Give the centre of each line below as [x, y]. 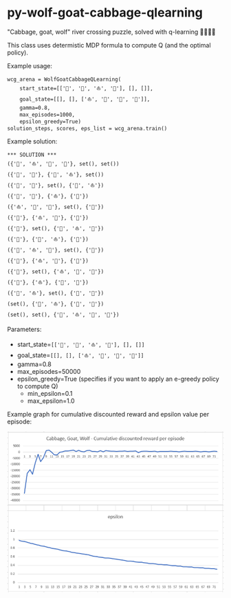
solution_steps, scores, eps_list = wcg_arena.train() [87, 128]
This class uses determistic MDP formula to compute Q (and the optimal [109, 45]
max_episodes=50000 [49, 371]
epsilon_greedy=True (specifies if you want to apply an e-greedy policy [118, 379]
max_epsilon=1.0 [51, 401]
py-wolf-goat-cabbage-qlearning [105, 13]
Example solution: [32, 141]
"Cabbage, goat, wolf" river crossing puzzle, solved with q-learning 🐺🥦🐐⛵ [112, 32]
